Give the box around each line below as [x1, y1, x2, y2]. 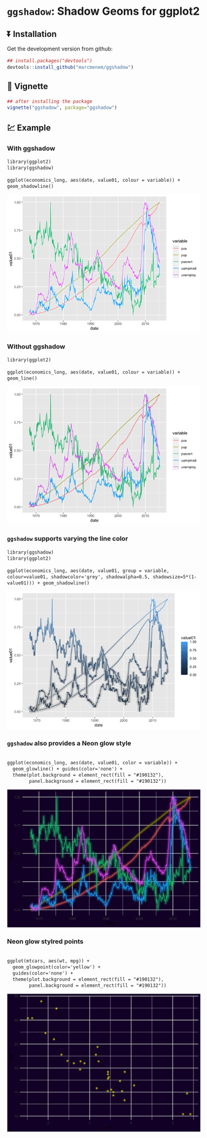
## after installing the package [7, 98, 93, 104]
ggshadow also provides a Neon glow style [7, 739, 131, 747]
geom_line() [7, 375, 37, 382]
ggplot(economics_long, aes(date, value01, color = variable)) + [7, 759, 178, 766]
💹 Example [7, 122, 51, 133]
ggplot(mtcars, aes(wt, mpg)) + [7, 958, 90, 964]
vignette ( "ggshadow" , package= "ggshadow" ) [7, 104, 117, 111]
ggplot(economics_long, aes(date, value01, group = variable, [7, 567, 170, 574]
